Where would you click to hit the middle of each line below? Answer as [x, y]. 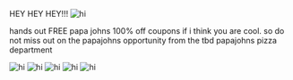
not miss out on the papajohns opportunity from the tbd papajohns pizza [143, 40]
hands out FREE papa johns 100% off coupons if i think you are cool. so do [147, 31]
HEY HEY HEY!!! [39, 14]
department [31, 50]
